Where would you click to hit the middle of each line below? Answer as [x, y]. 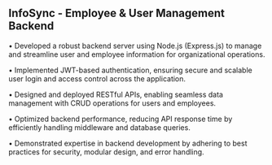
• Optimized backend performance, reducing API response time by [121, 119]
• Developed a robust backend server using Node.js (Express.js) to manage [135, 46]
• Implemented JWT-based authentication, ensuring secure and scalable [130, 70]
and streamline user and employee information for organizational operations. [137, 54]
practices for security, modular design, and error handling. [107, 152]
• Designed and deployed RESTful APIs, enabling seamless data [116, 94]
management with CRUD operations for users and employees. [112, 103]
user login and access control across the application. [97, 78]
